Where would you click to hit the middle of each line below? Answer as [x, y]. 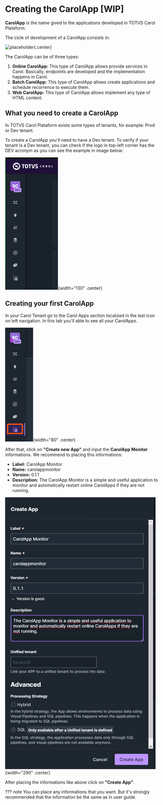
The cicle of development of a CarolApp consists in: [57, 38]
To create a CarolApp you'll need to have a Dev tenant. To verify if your [77, 140]
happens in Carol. [30, 77]
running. [21, 490]
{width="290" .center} [28, 772]
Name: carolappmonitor [36, 469]
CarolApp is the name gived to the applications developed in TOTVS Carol [80, 23]
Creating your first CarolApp [50, 304]
